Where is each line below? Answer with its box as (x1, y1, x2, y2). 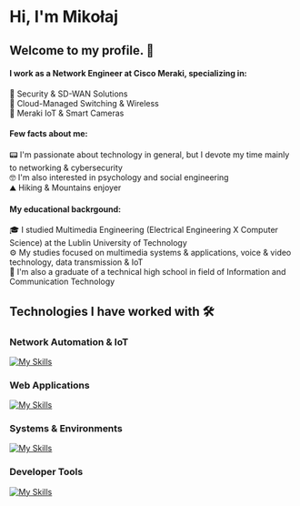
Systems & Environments (9, 422, 123, 435)
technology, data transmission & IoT (9, 257, 144, 268)
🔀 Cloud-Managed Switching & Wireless (9, 97, 159, 108)
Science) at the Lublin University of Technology (9, 238, 188, 248)
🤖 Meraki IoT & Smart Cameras (9, 107, 125, 118)
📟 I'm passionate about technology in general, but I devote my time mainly (9, 148, 290, 160)
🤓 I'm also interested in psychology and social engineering (9, 171, 229, 183)
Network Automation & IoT (9, 335, 129, 348)
